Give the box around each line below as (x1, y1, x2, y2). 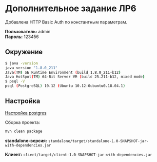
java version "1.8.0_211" (5, 65, 58, 70)
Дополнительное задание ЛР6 (5, 3, 137, 14)
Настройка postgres (5, 110, 47, 116)
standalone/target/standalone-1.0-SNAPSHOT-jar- (48, 139, 149, 143)
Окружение (5, 48, 43, 56)
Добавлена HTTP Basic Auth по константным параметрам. (5, 19, 128, 25)
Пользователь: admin (5, 28, 51, 34)
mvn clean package (5, 129, 42, 134)
